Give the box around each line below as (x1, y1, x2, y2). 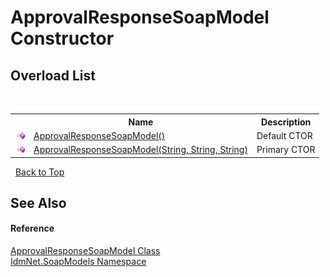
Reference (10, 222, 55, 235)
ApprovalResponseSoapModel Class (10, 245, 161, 257)
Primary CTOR (256, 144, 316, 155)
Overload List (10, 67, 96, 84)
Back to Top (14, 166, 65, 178)
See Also (10, 194, 67, 211)
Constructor (10, 27, 115, 50)
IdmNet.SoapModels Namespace (10, 256, 147, 268)
